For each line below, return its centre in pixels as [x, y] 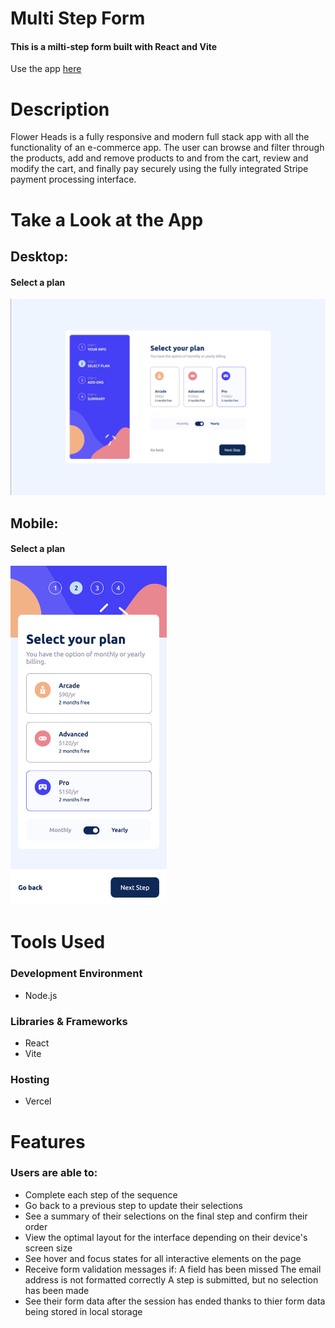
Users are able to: [54, 1173]
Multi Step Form [78, 18]
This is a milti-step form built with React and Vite [114, 46]
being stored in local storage [83, 1311]
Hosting [30, 1079]
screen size [48, 1248]
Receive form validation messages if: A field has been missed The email [173, 1269]
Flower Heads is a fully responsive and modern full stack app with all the [160, 137]
